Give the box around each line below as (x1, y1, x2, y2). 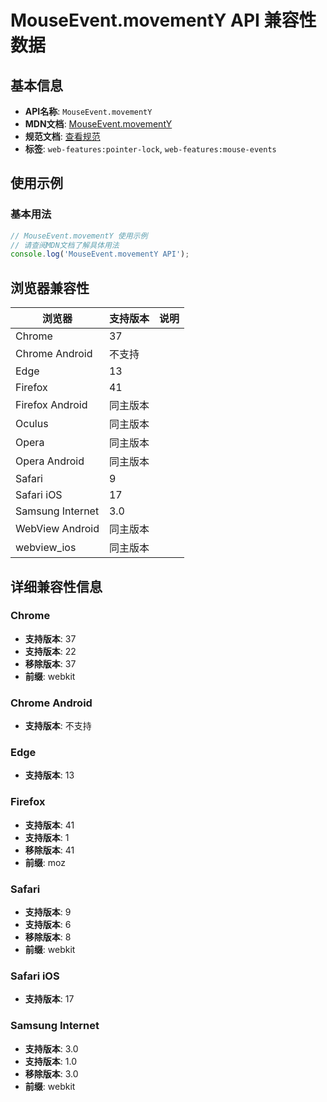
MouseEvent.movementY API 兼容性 (10, 9, 317, 32)
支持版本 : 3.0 (24, 1042, 79, 1055)
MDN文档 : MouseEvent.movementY (24, 118, 173, 130)
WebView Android (15, 522, 100, 536)
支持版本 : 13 (24, 769, 75, 781)
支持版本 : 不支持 (24, 720, 92, 732)
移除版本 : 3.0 (24, 1067, 79, 1080)
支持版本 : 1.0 (24, 1055, 77, 1067)
